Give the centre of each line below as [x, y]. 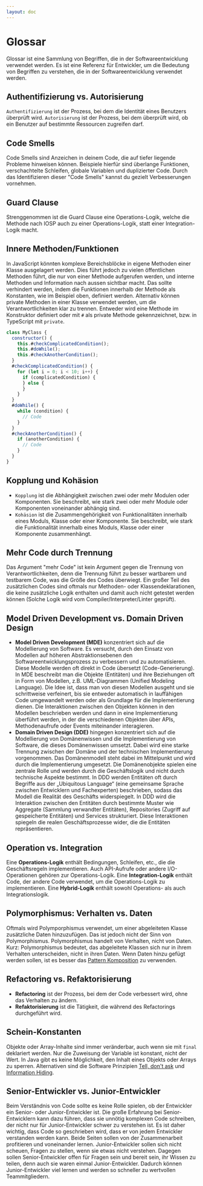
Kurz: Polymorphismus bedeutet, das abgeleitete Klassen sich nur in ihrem [99, 947]
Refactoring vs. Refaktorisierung [69, 979]
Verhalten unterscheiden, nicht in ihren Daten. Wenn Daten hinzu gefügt [96, 954]
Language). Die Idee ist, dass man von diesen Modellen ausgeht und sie [105, 688]
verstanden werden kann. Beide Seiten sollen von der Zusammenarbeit [95, 1138]
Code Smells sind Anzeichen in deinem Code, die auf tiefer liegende [91, 158]
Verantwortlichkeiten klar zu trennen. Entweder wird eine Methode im [93, 308]
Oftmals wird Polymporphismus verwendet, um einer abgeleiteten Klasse [97, 928]
